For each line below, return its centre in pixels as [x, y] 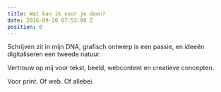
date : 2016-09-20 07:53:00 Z [50, 20]
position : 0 [25, 27]
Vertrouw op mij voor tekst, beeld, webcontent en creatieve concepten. [111, 68]
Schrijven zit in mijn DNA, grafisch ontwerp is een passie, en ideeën [106, 47]
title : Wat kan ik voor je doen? [56, 14]
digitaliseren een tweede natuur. [54, 54]
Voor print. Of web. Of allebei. [50, 81]
